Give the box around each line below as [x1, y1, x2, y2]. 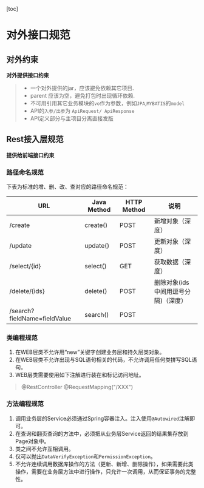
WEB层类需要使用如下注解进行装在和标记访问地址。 [15, 371, 144, 379]
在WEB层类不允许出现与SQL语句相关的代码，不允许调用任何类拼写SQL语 [15, 356, 197, 364]
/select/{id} [9, 262, 41, 271]
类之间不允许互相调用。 [15, 445, 74, 452]
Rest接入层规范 [6, 134, 64, 144]
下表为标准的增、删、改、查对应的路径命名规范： [6, 183, 129, 191]
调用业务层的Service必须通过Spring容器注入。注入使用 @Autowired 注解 [15, 415, 190, 422]
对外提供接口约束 [6, 72, 49, 78]
